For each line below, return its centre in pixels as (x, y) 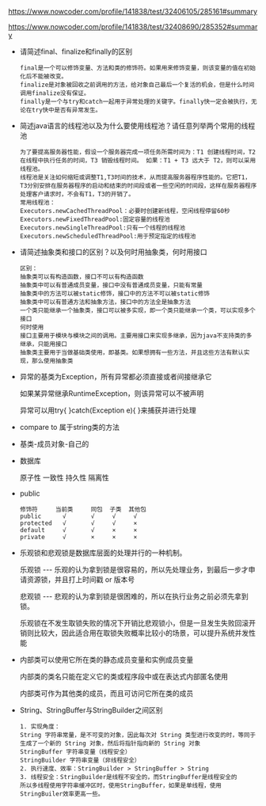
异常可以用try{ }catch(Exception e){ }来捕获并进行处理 (108, 410)
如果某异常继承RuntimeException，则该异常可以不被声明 (112, 393)
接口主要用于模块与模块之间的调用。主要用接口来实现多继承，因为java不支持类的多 (136, 336)
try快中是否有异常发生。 (66, 110)
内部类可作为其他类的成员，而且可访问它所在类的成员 (106, 693)
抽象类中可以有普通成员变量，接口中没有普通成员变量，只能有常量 (111, 285)
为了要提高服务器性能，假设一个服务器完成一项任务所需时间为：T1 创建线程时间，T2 (137, 152)
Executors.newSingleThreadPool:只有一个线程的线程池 (103, 228)
